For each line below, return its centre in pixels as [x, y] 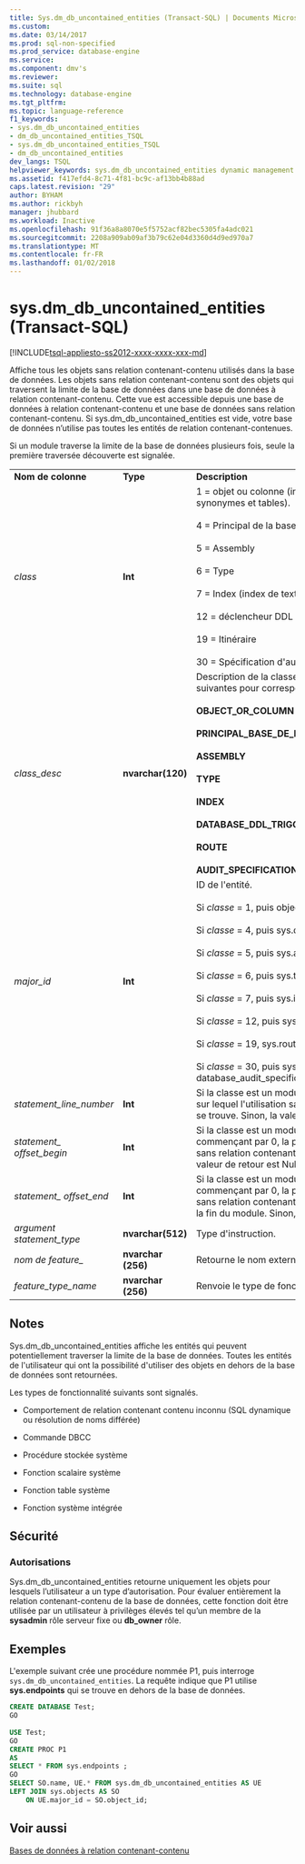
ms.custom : [30, 26]
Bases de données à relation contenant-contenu [99, 1850]
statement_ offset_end [61, 1196]
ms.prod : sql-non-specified [63, 43]
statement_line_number [64, 1104]
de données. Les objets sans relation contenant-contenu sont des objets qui [152, 379]
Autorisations [40, 1562]
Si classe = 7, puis [235, 998]
